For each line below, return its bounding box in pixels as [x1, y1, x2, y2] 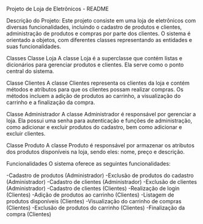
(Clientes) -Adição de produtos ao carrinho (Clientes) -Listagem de [6, 191, 174, 198]
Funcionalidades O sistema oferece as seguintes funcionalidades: [6, 160, 171, 167]
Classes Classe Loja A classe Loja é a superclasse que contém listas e [6, 55, 182, 61]
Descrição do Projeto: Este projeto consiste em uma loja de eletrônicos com [6, 17, 196, 24]
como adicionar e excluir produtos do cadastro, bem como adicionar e [6, 124, 182, 130]
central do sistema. [6, 68, 55, 75]
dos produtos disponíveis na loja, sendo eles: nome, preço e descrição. [6, 149, 185, 155]
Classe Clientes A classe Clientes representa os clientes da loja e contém [6, 79, 190, 86]
